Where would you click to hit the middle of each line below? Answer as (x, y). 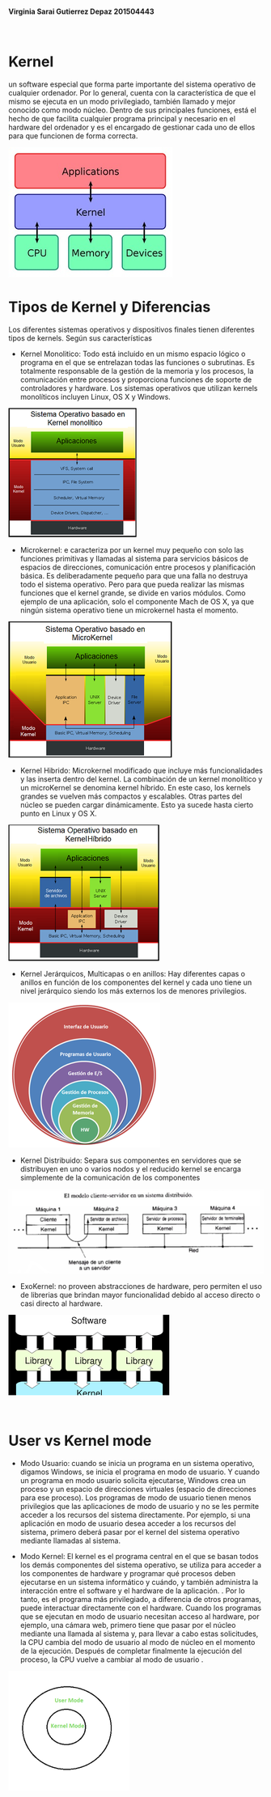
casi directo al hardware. (61, 1303)
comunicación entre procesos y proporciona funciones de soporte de (136, 379)
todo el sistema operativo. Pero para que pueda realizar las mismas (132, 585)
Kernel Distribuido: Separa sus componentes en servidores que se (131, 1160)
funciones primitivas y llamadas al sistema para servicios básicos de (134, 559)
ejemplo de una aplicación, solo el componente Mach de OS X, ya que (137, 602)
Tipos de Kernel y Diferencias (110, 307)
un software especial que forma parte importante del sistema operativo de (132, 84)
